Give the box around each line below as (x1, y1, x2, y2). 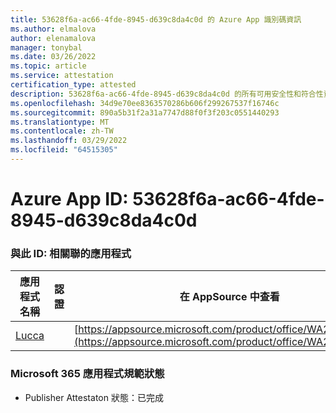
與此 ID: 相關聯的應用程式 (10, 246, 132, 260)
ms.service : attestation (10, 71, 114, 81)
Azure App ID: (10, 188, 129, 211)
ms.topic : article (10, 61, 87, 71)
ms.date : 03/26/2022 (10, 52, 97, 62)
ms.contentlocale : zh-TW (10, 126, 114, 136)
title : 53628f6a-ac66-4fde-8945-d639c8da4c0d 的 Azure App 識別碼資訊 (10, 14, 302, 25)
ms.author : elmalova (10, 24, 97, 34)
